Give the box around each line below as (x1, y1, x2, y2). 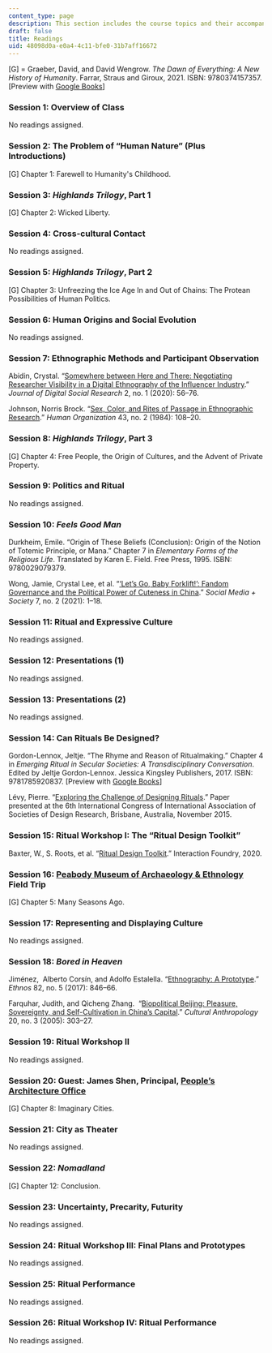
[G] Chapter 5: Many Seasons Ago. (8, 897, 125, 907)
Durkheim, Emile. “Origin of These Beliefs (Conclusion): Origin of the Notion (8, 537, 261, 548)
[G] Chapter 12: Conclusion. (8, 1181, 101, 1191)
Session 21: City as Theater (8, 1123, 118, 1135)
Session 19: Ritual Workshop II (8, 1036, 130, 1047)
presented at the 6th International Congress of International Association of (8, 801, 257, 811)
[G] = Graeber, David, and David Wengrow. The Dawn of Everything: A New (8, 64, 260, 74)
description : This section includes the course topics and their (8, 19, 233, 28)
